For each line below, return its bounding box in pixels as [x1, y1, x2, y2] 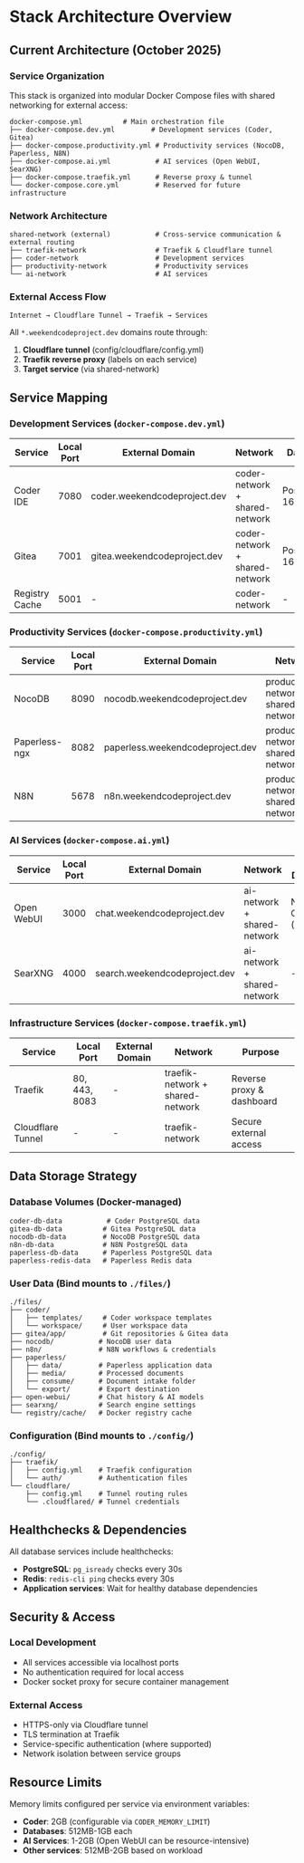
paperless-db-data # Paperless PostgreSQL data [9, 1248, 213, 1257]
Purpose [242, 1046, 280, 1059]
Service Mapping [9, 389, 109, 405]
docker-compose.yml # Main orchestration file [9, 117, 224, 126]
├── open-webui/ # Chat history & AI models [9, 1393, 204, 1402]
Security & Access [9, 1609, 116, 1625]
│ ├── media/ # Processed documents [9, 1369, 184, 1378]
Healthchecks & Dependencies [9, 1522, 187, 1537]
